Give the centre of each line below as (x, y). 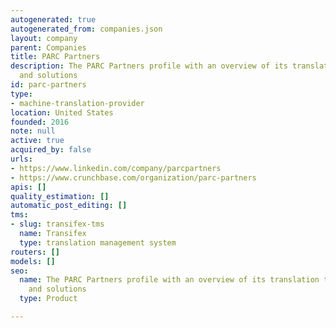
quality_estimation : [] (60, 196)
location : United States (62, 112)
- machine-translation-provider (77, 103)
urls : (21, 159)
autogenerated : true (53, 19)
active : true (37, 141)
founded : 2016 (40, 122)
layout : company (44, 38)
